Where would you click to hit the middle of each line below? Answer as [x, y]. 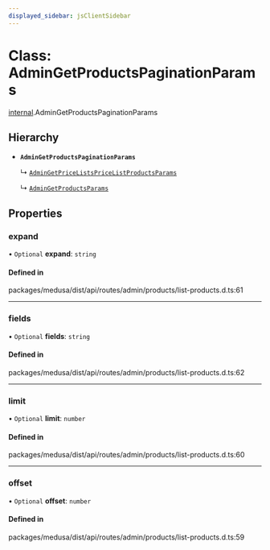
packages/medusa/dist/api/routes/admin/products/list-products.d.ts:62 [127, 372]
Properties [35, 213]
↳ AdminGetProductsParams [64, 188]
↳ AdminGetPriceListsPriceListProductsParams [98, 172]
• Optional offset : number [50, 501]
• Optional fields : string [49, 336]
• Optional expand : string [52, 254]
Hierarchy [34, 137]
